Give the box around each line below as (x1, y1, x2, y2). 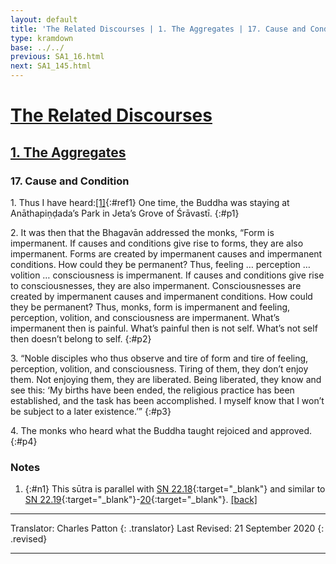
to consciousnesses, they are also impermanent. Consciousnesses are (10, 279, 302, 291)
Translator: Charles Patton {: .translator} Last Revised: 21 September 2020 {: (10, 522, 325, 535)
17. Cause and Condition (10, 174, 130, 188)
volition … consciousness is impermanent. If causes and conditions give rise (10, 269, 325, 281)
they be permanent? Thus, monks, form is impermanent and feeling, (10, 301, 291, 313)
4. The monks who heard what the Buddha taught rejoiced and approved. (10, 424, 313, 436)
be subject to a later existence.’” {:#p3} (10, 405, 172, 417)
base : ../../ (10, 42, 65, 53)
